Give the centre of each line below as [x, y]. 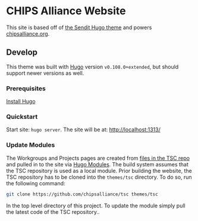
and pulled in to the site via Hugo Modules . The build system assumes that [98, 164]
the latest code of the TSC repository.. [53, 211]
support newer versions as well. [45, 73]
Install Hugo [21, 102]
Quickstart [22, 116]
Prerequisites [26, 89]
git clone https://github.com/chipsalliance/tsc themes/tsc [82, 194]
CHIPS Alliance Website [66, 11]
